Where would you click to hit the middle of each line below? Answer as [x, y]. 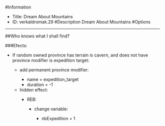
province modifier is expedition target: [51, 60]
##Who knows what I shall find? [37, 36]
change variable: [51, 109]
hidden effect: [34, 90]
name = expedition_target [53, 79]
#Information [18, 7]
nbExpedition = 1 [58, 118]
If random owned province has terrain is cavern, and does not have [80, 55]
